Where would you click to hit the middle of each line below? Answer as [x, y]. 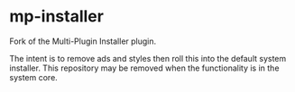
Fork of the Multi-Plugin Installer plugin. [83, 41]
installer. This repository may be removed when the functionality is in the [144, 68]
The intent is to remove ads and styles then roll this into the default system [148, 58]
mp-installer [56, 17]
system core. [34, 77]
